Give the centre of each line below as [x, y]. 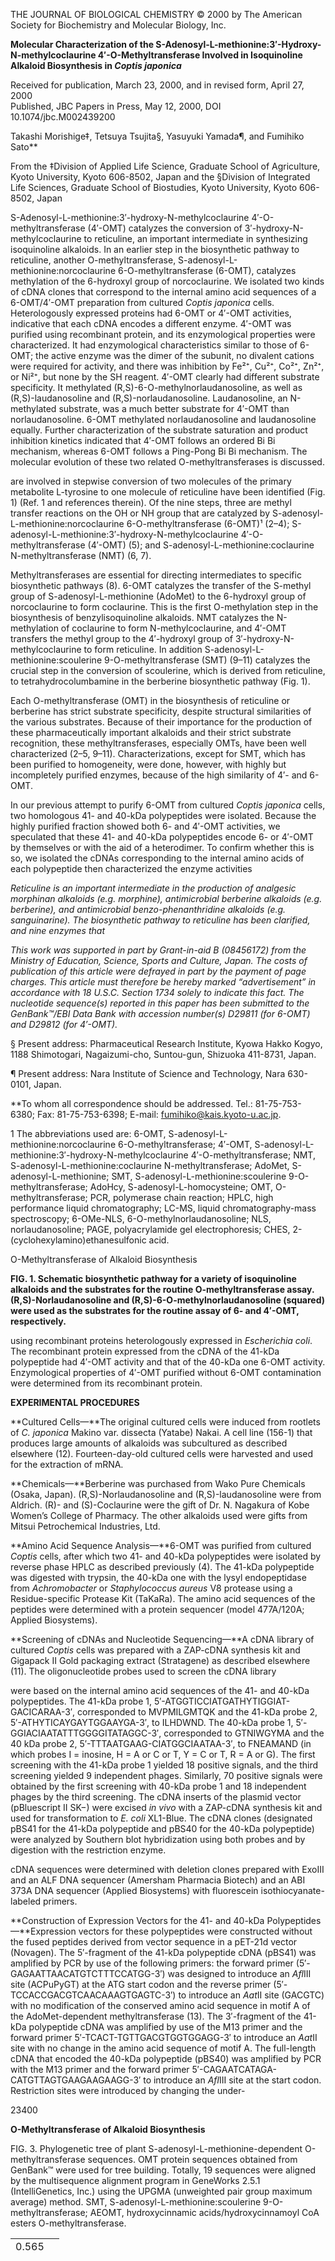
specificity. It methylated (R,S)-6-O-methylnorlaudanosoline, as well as [156, 387]
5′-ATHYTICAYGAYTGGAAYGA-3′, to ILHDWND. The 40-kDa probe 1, [152, 1722]
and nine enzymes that [57, 930]
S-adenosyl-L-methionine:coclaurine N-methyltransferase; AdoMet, [150, 1165]
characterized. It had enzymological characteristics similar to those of [154, 345]
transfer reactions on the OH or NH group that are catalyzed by [140, 513]
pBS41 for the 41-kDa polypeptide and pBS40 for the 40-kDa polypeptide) [162, 1828]
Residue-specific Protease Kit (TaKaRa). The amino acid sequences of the [163, 1598]
